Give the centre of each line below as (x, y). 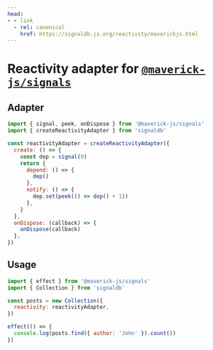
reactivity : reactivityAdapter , (62, 307)
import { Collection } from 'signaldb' (66, 288)
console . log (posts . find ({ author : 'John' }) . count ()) (95, 334)
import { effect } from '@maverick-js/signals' (79, 281)
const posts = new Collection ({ (55, 301)
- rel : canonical (39, 27)
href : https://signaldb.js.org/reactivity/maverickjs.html (109, 34)
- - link (20, 21)
